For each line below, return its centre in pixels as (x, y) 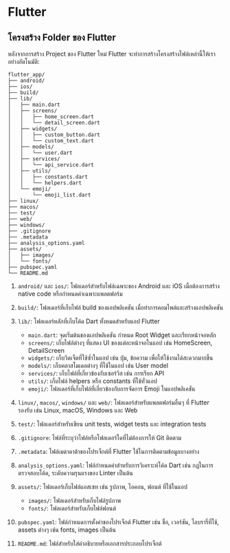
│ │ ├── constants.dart (48, 177)
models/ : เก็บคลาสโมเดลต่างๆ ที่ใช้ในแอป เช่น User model (98, 366)
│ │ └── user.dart (40, 153)
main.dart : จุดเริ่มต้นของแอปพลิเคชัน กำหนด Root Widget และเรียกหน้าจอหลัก (122, 335)
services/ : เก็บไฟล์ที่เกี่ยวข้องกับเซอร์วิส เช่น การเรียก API (96, 373)
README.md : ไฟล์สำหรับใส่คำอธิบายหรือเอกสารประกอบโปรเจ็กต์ (90, 543)
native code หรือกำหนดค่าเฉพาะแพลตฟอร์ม (70, 294)
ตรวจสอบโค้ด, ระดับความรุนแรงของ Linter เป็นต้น (75, 473)
